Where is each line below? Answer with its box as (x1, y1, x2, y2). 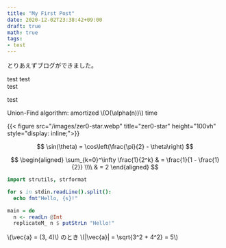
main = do (7, 207, 36, 214)
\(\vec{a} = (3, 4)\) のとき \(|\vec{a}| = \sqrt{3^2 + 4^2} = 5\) (7, 233, 179, 241)
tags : (7, 36, 23, 42)
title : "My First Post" (7, 10, 75, 17)
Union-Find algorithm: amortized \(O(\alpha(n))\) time (7, 109, 158, 117)
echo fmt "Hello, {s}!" (13, 195, 78, 202)
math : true (7, 29, 38, 36)
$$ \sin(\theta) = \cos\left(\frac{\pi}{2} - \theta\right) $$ (36, 143, 194, 150)
